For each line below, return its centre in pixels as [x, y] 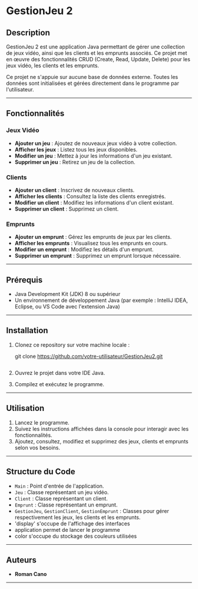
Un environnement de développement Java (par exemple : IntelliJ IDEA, [101, 300]
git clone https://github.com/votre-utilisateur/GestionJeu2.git [89, 356]
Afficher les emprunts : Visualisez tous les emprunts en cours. [91, 244]
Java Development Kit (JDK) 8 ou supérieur [67, 294]
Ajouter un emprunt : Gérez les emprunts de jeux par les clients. [93, 237]
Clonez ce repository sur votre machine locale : [72, 345]
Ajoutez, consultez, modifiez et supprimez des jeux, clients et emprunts [101, 441]
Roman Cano [31, 574]
